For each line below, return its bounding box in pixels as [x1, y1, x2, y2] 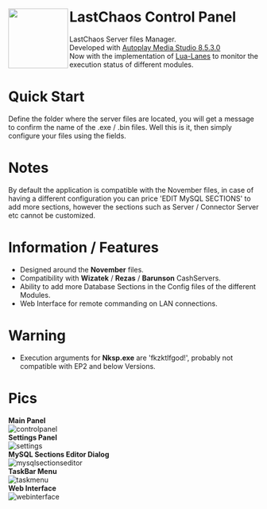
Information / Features [8, 239, 159, 256]
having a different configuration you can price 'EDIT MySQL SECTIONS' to [8, 194, 252, 203]
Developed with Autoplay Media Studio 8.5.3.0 [69, 42, 221, 52]
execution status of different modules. [69, 60, 194, 69]
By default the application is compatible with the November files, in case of [8, 185, 254, 194]
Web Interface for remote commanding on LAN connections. [19, 299, 219, 308]
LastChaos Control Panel [69, 8, 237, 26]
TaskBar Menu [8, 466, 57, 476]
